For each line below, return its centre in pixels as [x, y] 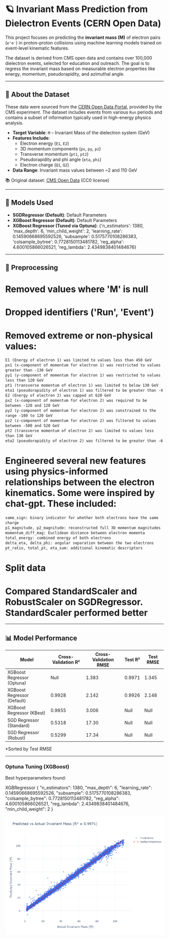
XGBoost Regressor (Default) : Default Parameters [65, 220]
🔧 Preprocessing [32, 267]
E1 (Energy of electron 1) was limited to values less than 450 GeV [78, 360]
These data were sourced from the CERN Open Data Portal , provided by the [84, 106]
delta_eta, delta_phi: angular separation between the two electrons [80, 543]
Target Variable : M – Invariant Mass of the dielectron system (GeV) [81, 132]
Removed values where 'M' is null [77, 289]
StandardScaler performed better [76, 613]
